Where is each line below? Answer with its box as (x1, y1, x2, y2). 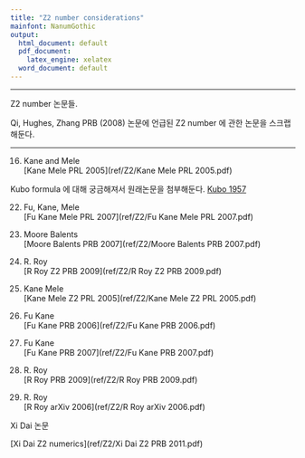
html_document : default (18, 38, 108, 48)
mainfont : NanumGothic (10, 22, 96, 31)
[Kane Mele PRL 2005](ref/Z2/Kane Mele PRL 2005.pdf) (23, 165, 234, 176)
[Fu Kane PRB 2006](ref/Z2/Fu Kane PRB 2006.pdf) (23, 320, 216, 330)
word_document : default (18, 64, 108, 73)
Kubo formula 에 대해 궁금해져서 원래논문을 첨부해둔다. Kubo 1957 (10, 183, 247, 195)
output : (10, 30, 40, 39)
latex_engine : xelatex (26, 55, 112, 64)
